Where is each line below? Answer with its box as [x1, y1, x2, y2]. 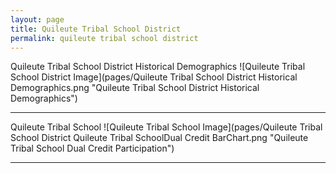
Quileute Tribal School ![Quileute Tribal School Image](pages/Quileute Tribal [10, 121, 323, 133]
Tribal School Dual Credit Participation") [10, 142, 175, 155]
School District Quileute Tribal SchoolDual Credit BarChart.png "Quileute [10, 132, 309, 144]
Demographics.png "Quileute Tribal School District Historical [10, 82, 260, 94]
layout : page [10, 14, 65, 25]
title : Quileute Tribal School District [10, 24, 182, 34]
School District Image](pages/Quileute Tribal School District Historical [10, 71, 298, 83]
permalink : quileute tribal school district [10, 33, 199, 43]
